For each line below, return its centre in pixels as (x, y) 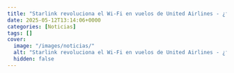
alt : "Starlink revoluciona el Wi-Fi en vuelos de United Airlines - (116, 53)
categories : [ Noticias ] (42, 26)
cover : (17, 40)
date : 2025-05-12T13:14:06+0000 (54, 20)
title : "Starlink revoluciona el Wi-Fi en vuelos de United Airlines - (113, 14)
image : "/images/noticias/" (54, 46)
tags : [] (20, 33)
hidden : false (34, 59)
